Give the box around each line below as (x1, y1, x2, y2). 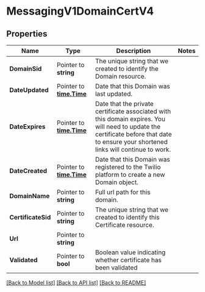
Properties (6, 29, 48, 39)
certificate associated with (95, 107, 171, 115)
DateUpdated (9, 86, 49, 94)
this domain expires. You (95, 115, 166, 123)
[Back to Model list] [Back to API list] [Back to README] (6, 279, 146, 286)
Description (116, 47, 151, 55)
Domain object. (95, 178, 138, 187)
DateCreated (9, 166, 48, 175)
